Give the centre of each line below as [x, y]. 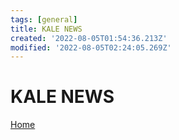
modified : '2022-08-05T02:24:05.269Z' [91, 47]
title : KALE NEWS [46, 29]
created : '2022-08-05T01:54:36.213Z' [89, 38]
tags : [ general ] [44, 19]
